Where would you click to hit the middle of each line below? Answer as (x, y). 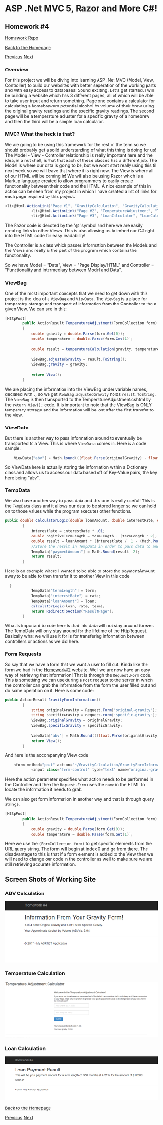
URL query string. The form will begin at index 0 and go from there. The (76, 849)
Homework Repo (22, 38)
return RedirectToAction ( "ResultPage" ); (72, 611)
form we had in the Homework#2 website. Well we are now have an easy (78, 670)
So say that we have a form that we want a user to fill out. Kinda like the (76, 664)
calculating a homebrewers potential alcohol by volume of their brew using (80, 106)
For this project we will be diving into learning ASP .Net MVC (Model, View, (80, 80)
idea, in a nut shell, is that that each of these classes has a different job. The (81, 160)
